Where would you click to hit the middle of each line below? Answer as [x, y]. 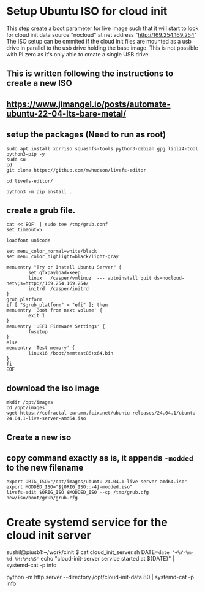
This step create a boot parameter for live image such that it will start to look [102, 28]
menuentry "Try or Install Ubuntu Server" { [64, 267]
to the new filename [45, 467]
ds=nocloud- [169, 278]
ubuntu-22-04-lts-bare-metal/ [66, 114]
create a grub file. [41, 210]
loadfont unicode [28, 240]
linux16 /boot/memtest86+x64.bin [71, 353]
